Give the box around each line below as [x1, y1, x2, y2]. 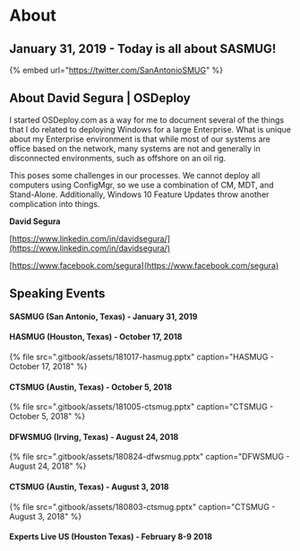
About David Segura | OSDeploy [9, 90, 191, 106]
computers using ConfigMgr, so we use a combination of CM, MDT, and [9, 179, 275, 190]
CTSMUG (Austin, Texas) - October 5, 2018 [9, 382, 173, 392]
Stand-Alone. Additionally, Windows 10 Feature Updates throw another [9, 189, 270, 200]
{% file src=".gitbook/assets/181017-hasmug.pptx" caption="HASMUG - [9, 351, 275, 362]
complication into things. [9, 198, 100, 209]
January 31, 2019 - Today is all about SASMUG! [9, 41, 277, 56]
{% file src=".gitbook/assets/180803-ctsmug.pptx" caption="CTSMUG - [9, 501, 276, 512]
